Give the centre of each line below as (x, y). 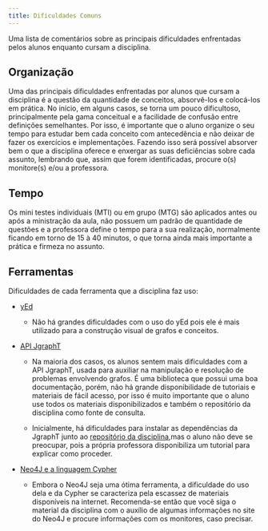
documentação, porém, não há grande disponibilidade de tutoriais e (144, 387)
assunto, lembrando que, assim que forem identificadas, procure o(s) (122, 159)
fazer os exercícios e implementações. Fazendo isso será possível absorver (133, 143)
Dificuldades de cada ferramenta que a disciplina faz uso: (103, 291)
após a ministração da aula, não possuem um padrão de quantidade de (125, 221)
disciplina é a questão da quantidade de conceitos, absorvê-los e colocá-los (134, 100)
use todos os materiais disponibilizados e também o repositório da (141, 404)
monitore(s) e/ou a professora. (59, 168)
